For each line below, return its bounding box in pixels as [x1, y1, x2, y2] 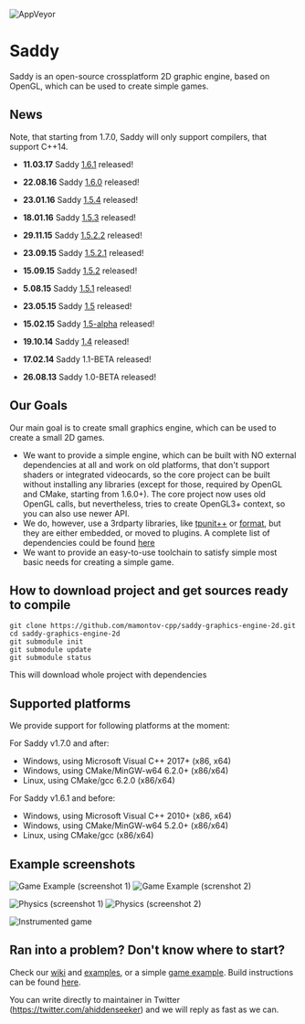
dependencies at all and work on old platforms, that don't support [22, 459, 270, 470]
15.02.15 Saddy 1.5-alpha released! [22, 318, 155, 329]
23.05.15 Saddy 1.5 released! [22, 300, 132, 311]
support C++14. [9, 141, 68, 152]
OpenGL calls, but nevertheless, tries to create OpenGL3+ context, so [22, 498, 286, 509]
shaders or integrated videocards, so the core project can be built [22, 469, 271, 480]
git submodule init [9, 637, 84, 646]
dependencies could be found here [22, 537, 155, 548]
